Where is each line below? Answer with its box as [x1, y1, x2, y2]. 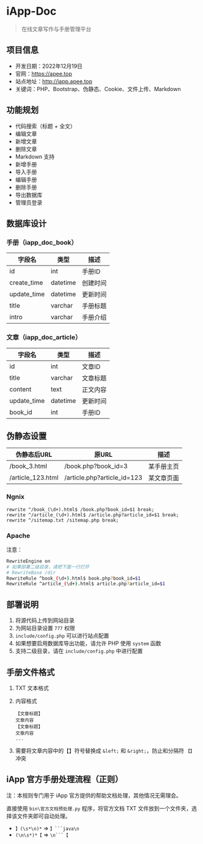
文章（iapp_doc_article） [6, 333, 82, 342]
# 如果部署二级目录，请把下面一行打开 [6, 564, 90, 570]
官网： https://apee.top [15, 70, 72, 77]
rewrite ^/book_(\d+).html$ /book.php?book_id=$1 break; [6, 506, 155, 513]
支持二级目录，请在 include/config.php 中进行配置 [15, 647, 143, 655]
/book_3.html [9, 462, 48, 470]
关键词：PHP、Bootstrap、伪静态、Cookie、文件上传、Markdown [15, 85, 182, 92]
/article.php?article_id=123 [64, 473, 142, 482]
